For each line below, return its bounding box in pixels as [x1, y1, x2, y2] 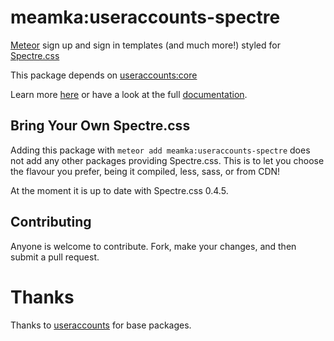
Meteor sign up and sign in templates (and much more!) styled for [10, 39, 281, 51]
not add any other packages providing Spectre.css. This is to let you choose [10, 154, 325, 166]
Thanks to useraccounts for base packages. [10, 319, 192, 331]
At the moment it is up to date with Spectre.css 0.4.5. [10, 184, 229, 196]
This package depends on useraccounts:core [10, 69, 198, 81]
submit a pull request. [10, 251, 100, 263]
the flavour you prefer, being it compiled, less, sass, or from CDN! [10, 165, 281, 177]
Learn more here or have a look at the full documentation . [10, 88, 248, 100]
